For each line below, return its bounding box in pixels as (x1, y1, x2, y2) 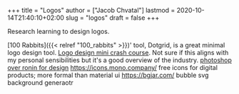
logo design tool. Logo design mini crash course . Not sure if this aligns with (7, 49, 229, 57)
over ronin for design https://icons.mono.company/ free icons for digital (7, 64, 218, 71)
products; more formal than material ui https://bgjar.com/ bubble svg (7, 71, 209, 79)
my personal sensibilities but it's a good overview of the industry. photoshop (7, 56, 232, 64)
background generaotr (7, 78, 73, 87)
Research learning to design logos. (7, 28, 110, 35)
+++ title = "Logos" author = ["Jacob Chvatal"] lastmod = (7, 6, 176, 14)
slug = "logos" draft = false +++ (65, 13, 160, 22)
